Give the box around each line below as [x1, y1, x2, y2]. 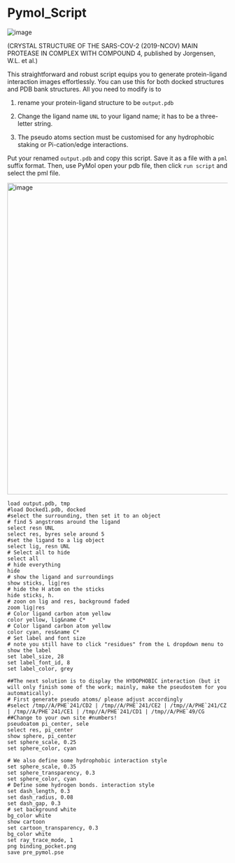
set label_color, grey [7, 665, 73, 672]
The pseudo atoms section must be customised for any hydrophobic [17, 133, 215, 141]
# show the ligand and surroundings [7, 573, 114, 580]
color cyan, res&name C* [7, 628, 80, 636]
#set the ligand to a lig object [7, 536, 105, 543]
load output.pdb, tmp [7, 500, 71, 507]
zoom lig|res [7, 604, 45, 611]
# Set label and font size [7, 634, 86, 641]
